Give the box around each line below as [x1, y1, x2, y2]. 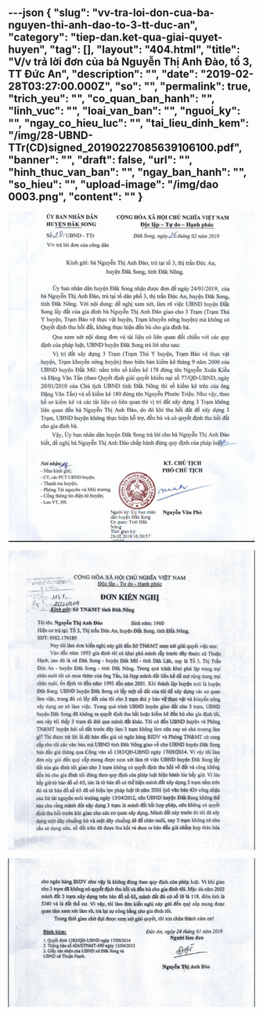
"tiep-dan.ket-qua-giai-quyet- [70, 31, 223, 44]
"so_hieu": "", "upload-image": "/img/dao [8, 178, 219, 192]
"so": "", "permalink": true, [114, 80, 251, 93]
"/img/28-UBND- [8, 129, 93, 142]
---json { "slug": [8, 6, 90, 20]
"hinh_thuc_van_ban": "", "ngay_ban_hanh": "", [8, 166, 247, 179]
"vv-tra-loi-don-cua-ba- [92, 6, 215, 20]
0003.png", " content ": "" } [8, 190, 143, 203]
